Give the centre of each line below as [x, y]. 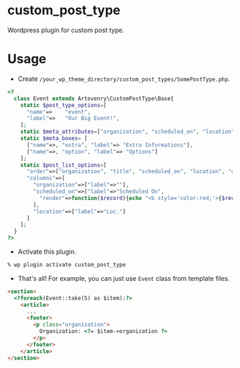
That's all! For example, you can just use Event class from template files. [124, 278]
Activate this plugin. [47, 252]
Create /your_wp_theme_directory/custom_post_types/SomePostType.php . [124, 79]
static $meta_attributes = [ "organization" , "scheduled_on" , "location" [127, 132]
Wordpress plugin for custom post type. [66, 30]
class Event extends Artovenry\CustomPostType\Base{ [94, 99]
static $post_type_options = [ [64, 105]
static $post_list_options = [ [64, 165]
